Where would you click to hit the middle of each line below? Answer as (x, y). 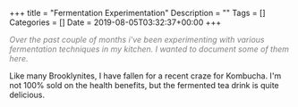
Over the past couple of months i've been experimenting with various (137, 40)
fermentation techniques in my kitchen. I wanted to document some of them (149, 49)
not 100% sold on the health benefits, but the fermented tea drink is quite (144, 85)
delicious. (27, 95)
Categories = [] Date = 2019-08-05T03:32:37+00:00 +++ (115, 22)
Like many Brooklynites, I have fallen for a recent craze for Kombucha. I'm (145, 76)
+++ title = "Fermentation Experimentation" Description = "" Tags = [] (137, 13)
